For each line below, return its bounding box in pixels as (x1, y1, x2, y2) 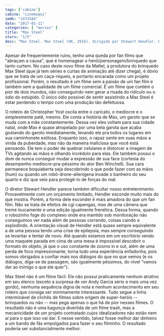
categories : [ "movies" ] (5, 25, 58, 30)
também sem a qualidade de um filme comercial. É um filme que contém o (5, 84, 154, 90)
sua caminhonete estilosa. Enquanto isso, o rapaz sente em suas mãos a (5, 135, 151, 141)
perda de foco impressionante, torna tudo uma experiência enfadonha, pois (5, 248, 157, 254)
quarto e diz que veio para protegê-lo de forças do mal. (5, 176, 117, 182)
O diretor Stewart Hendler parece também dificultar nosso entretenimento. (5, 186, 155, 192)
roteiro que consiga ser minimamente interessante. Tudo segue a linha (5, 289, 146, 295)
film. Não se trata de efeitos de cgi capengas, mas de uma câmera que (5, 201, 148, 207)
